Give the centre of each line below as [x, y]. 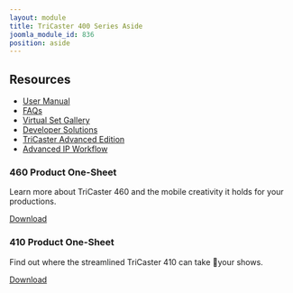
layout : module [38, 18]
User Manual [46, 101]
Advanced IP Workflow [65, 149]
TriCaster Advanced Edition [73, 140]
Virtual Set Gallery [56, 120]
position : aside [40, 43]
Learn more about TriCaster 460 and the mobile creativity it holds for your [146, 192]
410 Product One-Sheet [62, 243]
